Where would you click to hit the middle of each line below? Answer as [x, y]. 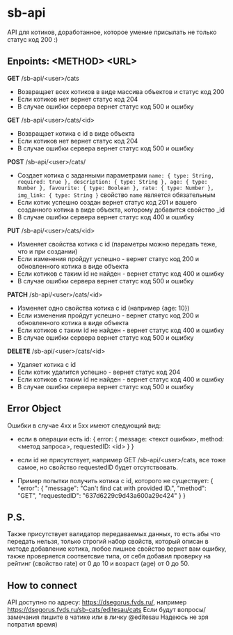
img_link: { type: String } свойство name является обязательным [116, 195]
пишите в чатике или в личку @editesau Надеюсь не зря [124, 617]
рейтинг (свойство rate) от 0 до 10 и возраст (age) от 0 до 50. [98, 564]
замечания [23, 617]
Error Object [34, 409]
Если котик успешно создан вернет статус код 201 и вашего [107, 202]
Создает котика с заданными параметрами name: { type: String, [115, 175]
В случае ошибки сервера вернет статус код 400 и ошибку [106, 217]
